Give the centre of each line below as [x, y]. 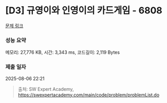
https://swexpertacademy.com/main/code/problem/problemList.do [89, 95]
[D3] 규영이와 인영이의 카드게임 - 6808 [84, 11]
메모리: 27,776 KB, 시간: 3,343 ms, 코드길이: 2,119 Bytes [62, 52]
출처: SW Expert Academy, [46, 89]
